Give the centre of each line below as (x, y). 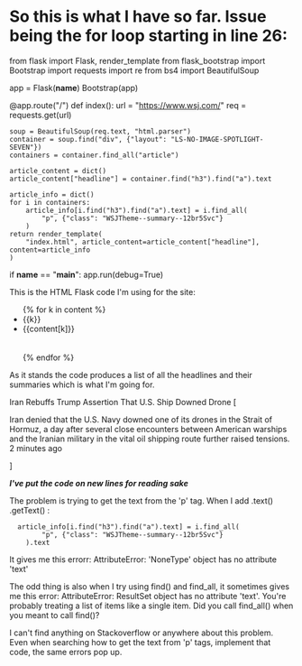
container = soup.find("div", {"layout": (88, 139)
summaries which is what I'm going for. (82, 384)
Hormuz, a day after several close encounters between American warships (148, 429)
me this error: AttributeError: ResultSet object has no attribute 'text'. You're (148, 596)
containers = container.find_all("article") (94, 155)
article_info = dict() (52, 194)
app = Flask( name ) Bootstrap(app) (73, 88)
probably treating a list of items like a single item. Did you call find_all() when (151, 606)
